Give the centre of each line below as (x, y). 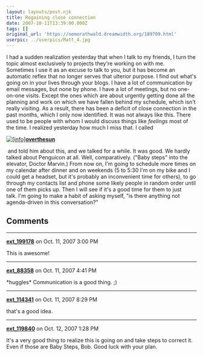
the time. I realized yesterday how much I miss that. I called (80, 128)
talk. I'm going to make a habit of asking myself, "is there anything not (93, 196)
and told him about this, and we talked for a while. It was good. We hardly (99, 151)
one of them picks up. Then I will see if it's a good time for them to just (94, 189)
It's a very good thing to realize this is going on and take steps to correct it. (100, 340)
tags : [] (17, 29)
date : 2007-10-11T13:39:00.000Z (47, 23)
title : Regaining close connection (51, 17)
